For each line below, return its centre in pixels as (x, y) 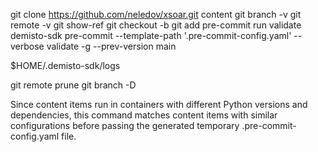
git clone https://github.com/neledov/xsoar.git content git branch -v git (156, 14)
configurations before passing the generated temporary (125, 125)
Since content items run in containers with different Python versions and (159, 104)
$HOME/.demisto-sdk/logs (65, 65)
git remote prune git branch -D (73, 85)
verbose (27, 46)
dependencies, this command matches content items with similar (144, 115)
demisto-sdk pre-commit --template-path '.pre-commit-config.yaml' (151, 35)
